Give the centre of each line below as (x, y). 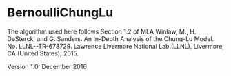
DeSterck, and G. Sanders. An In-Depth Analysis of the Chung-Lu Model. (111, 38)
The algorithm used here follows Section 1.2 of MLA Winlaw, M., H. (102, 31)
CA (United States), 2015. (43, 53)
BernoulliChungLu (60, 13)
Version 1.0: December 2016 (47, 66)
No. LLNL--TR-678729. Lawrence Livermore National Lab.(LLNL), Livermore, (115, 46)
